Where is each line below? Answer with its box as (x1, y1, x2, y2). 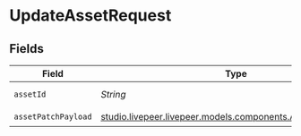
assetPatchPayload (13, 111, 92, 122)
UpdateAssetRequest (9, 5, 172, 26)
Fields (9, 41, 45, 56)
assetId (13, 89, 47, 99)
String (100, 89, 126, 100)
